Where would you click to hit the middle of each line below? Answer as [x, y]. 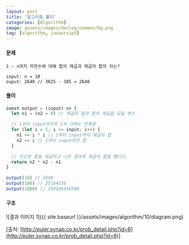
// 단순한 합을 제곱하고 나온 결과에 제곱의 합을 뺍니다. [70, 156]
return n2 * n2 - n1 [36, 162]
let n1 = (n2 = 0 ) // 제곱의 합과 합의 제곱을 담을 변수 [73, 114]
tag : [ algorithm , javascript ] [43, 33]
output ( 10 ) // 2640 [30, 178]
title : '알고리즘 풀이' [31, 17]
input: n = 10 [23, 77]
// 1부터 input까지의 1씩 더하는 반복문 [54, 124]
